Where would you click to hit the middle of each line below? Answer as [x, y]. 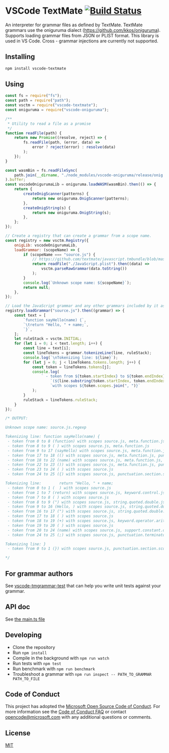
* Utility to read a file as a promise [49, 124]
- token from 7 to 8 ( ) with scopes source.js [58, 497]
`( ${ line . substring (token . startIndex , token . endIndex [108, 381]
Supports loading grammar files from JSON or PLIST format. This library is [82, 35]
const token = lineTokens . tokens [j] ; [72, 367]
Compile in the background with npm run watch [61, 658]
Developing [23, 635]
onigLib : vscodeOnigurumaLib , [46, 245]
